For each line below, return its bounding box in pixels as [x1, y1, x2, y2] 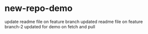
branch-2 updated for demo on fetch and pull [4, 23, 95, 29]
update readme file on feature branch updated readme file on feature [4, 19, 143, 24]
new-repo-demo [4, 3, 73, 14]
